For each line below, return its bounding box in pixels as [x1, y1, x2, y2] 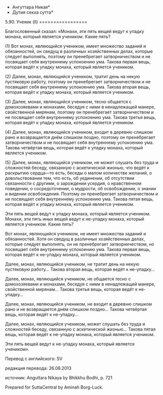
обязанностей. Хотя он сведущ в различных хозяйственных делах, [5, 236, 145, 242]
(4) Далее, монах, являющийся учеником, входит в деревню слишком [5, 129, 153, 135]
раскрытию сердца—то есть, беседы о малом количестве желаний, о [5, 170, 152, 176]
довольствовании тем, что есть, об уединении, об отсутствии [5, 175, 135, 181]
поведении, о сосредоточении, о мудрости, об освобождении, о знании [5, 186, 157, 191]
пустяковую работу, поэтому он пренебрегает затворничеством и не [5, 79, 151, 85]
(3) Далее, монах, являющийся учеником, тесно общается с [5, 99, 132, 105]
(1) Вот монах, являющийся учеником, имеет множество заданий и [5, 43, 146, 49]
